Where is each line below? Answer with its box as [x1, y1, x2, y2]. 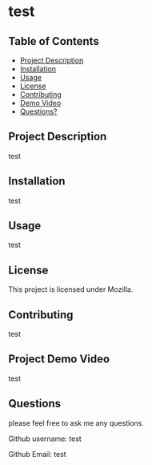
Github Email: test [8, 449, 66, 459]
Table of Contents [8, 34, 100, 48]
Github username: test [8, 434, 82, 443]
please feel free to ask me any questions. [8, 418, 144, 427]
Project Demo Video [8, 352, 110, 366]
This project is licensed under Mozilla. [8, 285, 134, 294]
